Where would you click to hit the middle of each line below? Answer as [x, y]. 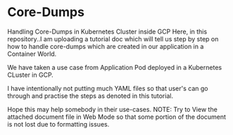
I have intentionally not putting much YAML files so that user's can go [108, 88]
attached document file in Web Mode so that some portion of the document [117, 117]
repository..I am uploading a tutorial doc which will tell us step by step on [113, 38]
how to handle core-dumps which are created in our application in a [106, 46]
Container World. [32, 54]
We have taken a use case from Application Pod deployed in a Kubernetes [115, 67]
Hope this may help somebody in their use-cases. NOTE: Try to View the [113, 109]
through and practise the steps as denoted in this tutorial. [90, 96]
